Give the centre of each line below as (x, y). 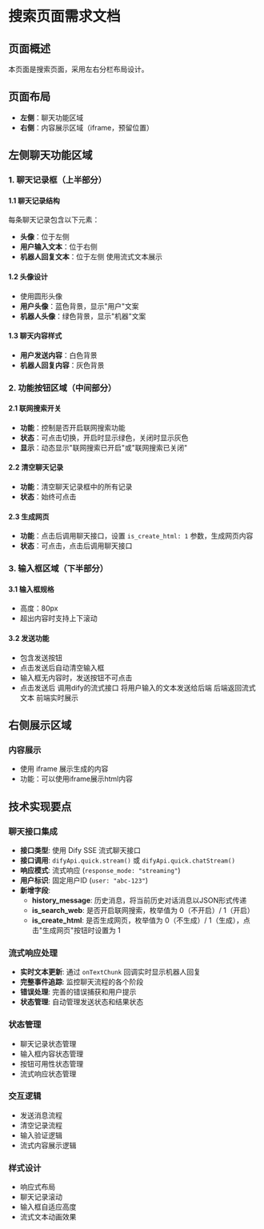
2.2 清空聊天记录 (36, 467)
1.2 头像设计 (28, 276)
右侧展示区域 (40, 725)
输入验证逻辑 (41, 1135)
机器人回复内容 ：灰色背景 (62, 365)
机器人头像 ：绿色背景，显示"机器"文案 (83, 316)
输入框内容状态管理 (52, 1054)
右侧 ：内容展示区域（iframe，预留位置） (86, 127)
